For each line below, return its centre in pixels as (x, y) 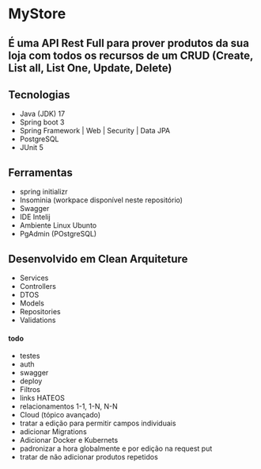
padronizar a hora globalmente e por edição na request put (116, 448)
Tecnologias (39, 95)
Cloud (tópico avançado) (60, 415)
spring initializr (44, 192)
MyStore (37, 14)
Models (32, 303)
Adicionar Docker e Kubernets (69, 440)
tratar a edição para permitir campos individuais (98, 423)
